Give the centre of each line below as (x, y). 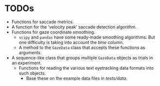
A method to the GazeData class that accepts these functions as (82, 47)
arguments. (30, 52)
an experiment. (27, 63)
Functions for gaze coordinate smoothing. (53, 32)
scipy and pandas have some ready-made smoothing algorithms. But (87, 37)
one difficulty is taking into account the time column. (71, 42)
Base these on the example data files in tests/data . (77, 78)
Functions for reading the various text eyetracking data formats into (86, 68)
